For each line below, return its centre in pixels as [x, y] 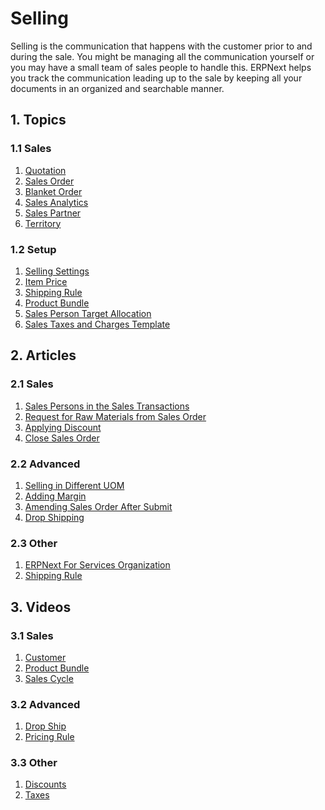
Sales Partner [53, 213]
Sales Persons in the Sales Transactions [107, 406]
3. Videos [41, 607]
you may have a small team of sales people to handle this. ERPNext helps [161, 67]
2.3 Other [34, 543]
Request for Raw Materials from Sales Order [115, 416]
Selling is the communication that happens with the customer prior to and [161, 46]
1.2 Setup [33, 249]
